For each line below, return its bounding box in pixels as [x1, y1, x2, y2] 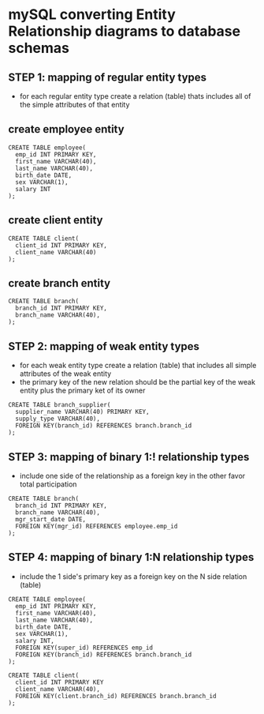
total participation [19, 479, 77, 489]
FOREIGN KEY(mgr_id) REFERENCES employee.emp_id [15, 523, 178, 531]
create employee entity [8, 122, 125, 136]
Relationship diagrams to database [8, 22, 241, 40]
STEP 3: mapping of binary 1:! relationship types [8, 450, 250, 464]
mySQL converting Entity [8, 6, 176, 24]
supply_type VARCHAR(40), [15, 415, 101, 423]
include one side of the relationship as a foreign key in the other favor [19, 472, 246, 481]
